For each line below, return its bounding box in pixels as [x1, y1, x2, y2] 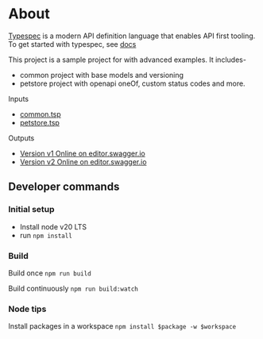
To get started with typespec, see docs [8, 39, 137, 48]
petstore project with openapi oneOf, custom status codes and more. [19, 79, 246, 88]
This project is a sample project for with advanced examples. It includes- [8, 55, 246, 64]
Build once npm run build [8, 268, 91, 278]
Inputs [8, 94, 29, 103]
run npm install [19, 230, 73, 240]
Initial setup [8, 204, 55, 215]
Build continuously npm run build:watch [8, 283, 139, 293]
